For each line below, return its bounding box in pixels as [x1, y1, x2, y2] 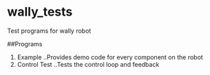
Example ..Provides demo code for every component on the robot [17, 52, 203, 61]
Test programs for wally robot [7, 27, 92, 35]
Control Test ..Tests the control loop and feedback [17, 60, 160, 68]
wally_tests [7, 4, 73, 20]
